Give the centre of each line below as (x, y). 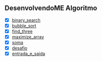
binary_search (26, 20)
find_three (22, 31)
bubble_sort (24, 26)
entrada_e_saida (28, 54)
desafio (20, 48)
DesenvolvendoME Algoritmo (51, 8)
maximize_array (28, 37)
